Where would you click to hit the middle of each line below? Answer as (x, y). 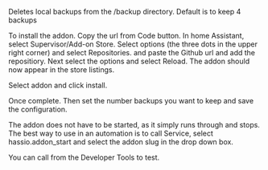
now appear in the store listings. (62, 70)
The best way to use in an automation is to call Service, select (111, 133)
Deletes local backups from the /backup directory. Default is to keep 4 (125, 12)
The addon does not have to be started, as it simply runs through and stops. (134, 125)
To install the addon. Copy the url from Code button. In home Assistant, (126, 36)
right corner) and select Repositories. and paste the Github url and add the (132, 53)
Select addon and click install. (58, 85)
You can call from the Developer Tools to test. (84, 157)
